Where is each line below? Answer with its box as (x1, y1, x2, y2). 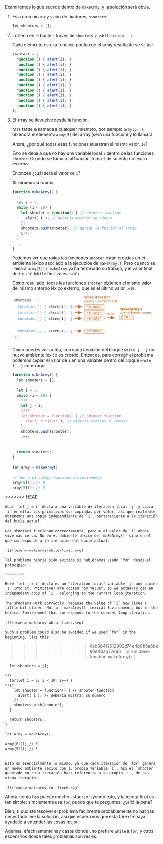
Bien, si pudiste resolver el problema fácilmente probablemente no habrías (5, 808, 154, 814)
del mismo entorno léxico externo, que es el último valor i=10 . (12, 285, 136, 291)
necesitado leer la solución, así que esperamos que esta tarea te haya (5, 814, 145, 820)
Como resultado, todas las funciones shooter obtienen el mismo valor (12, 280, 152, 286)
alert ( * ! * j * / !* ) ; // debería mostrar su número (25, 419, 128, 423)
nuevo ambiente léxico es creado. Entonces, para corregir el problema (12, 352, 153, 358)
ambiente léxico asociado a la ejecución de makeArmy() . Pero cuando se (12, 260, 156, 266)
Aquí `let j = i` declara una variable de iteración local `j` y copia (5, 504, 153, 509)
